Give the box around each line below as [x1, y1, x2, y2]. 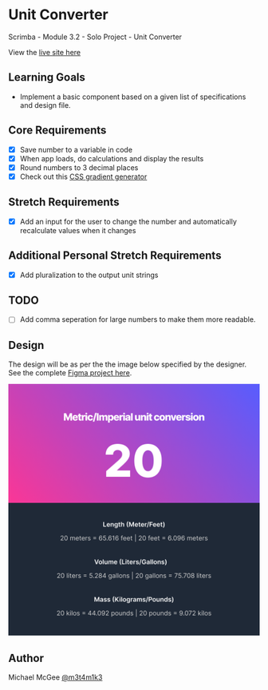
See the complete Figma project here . [8, 368, 132, 378]
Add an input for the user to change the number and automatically [19, 216, 238, 226]
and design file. [19, 100, 71, 109]
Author [8, 651, 44, 664]
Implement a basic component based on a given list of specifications [19, 92, 246, 101]
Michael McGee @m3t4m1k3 [8, 672, 103, 682]
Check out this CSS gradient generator [19, 172, 148, 181]
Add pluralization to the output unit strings [19, 270, 159, 280]
